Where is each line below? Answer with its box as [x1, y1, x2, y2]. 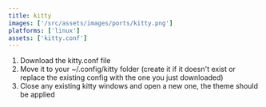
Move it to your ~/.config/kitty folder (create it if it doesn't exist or [19, 65, 236, 74]
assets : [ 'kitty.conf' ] [8, 34, 88, 42]
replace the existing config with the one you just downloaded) [19, 73, 224, 82]
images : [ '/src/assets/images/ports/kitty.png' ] [8, 19, 173, 27]
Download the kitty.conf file [19, 56, 111, 65]
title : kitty [8, 11, 52, 20]
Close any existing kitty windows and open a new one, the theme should [19, 81, 258, 91]
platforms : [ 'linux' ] [8, 26, 81, 34]
